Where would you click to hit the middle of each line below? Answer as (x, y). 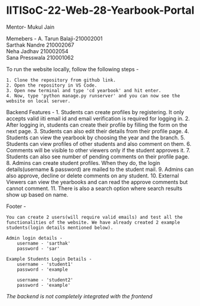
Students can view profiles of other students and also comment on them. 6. (99, 143)
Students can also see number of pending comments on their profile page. (98, 157)
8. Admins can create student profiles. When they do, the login (83, 163)
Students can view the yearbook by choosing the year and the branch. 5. (96, 137)
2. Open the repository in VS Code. (52, 85)
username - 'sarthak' (44, 243)
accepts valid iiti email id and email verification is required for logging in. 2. (98, 118)
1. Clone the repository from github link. (61, 80)
